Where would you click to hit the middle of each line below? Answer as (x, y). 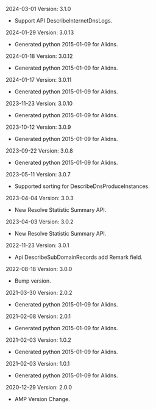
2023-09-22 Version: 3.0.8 (40, 151)
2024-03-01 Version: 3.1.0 (38, 9)
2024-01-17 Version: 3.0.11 (39, 80)
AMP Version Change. (42, 399)
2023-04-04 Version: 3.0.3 (40, 198)
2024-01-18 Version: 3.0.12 (39, 56)
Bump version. (33, 281)
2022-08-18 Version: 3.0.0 (39, 269)
